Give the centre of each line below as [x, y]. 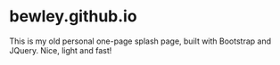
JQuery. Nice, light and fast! [61, 50]
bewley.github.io [73, 16]
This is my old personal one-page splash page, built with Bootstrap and [140, 41]
